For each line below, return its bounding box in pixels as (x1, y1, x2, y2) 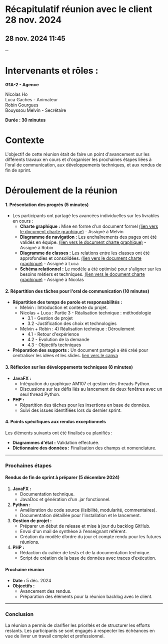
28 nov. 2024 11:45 (5, 34, 66, 43)
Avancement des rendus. (19, 588, 71, 594)
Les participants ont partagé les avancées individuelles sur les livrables (12, 213, 160, 219)
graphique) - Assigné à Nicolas (19, 277, 84, 283)
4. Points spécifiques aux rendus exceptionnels (5, 419, 106, 425)
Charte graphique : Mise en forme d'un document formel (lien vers (19, 223, 158, 229)
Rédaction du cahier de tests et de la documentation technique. (19, 550, 151, 555)
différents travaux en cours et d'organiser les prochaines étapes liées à (5, 156, 152, 163)
